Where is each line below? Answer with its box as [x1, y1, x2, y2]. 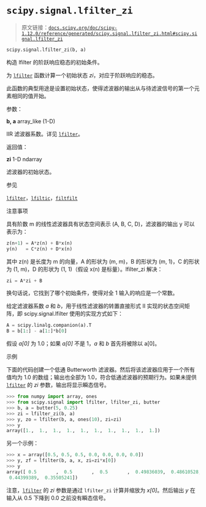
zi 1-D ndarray [6, 155, 42, 162]
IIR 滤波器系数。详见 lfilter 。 [6, 130, 84, 137]
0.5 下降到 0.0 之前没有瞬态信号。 [23, 494, 109, 501]
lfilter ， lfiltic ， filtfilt [6, 194, 78, 201]
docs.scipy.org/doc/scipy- [48, 25, 118, 31]
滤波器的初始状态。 [6, 168, 55, 175]
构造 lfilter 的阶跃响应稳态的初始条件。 [6, 58, 103, 66]
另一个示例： [6, 440, 39, 447]
